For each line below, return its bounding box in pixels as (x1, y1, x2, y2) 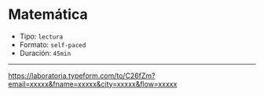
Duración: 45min (19, 48, 71, 57)
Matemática (8, 6, 88, 24)
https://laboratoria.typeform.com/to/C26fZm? (8, 71, 156, 80)
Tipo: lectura (19, 31, 64, 41)
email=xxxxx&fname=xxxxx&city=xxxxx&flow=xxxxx (8, 79, 178, 88)
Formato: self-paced (19, 39, 86, 49)
